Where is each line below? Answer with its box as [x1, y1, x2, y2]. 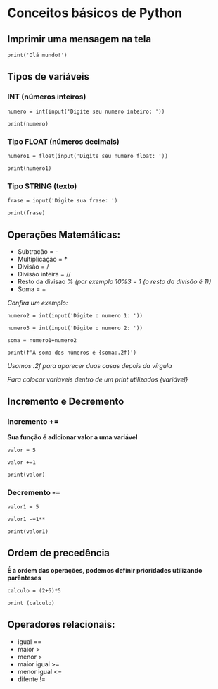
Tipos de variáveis [7, 71, 90, 83]
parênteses [7, 573, 41, 582]
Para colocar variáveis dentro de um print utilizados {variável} [7, 375, 188, 384]
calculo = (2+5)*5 [7, 587, 61, 594]
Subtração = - [17, 248, 58, 256]
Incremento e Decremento [7, 396, 124, 408]
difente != [17, 675, 46, 683]
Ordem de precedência [7, 547, 110, 559]
